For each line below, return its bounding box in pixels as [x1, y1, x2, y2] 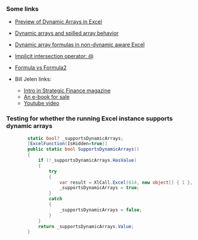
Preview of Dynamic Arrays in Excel [14, 18, 102, 25]
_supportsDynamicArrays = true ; [59, 185, 140, 191]
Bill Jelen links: [14, 76, 52, 83]
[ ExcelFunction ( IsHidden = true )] [27, 141, 108, 147]
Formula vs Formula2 [14, 64, 67, 71]
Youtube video [23, 100, 59, 107]
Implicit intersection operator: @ [14, 53, 94, 60]
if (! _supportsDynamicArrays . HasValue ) [37, 158, 137, 164]
